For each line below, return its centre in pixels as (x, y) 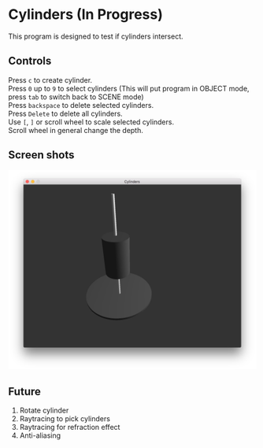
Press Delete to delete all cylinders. (66, 113)
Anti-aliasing (40, 435)
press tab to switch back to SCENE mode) (76, 97)
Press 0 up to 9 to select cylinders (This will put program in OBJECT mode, (129, 88)
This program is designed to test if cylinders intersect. (96, 36)
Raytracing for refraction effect (70, 427)
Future (25, 391)
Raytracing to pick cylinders (65, 418)
